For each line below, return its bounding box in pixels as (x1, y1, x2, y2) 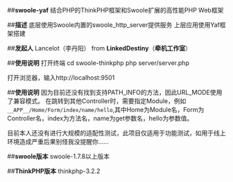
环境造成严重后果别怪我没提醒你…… (7, 138, 110, 145)
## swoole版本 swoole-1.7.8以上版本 (7, 152, 110, 161)
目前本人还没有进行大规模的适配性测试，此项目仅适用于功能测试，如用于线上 (7, 129, 226, 137)
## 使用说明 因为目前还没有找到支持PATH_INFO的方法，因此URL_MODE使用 (7, 89, 223, 96)
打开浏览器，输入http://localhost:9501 (7, 73, 115, 82)
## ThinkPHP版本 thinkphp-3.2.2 (7, 167, 101, 175)
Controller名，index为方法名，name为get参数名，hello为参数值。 (7, 114, 193, 122)
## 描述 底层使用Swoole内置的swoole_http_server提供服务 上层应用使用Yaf (7, 21, 220, 29)
